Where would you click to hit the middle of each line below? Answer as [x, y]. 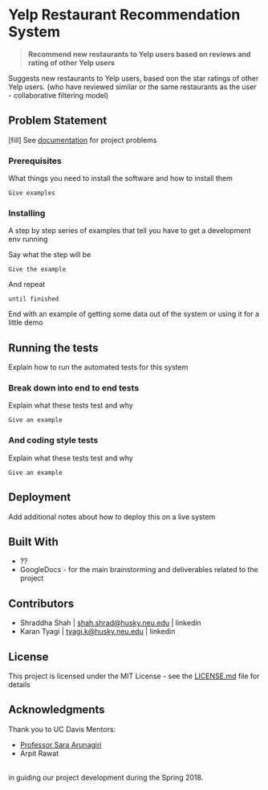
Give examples [32, 193]
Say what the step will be [50, 255]
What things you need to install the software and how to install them [120, 178]
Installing [27, 213]
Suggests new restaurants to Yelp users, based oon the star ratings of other [134, 78]
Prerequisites [35, 161]
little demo [26, 322]
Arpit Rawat [39, 753]
